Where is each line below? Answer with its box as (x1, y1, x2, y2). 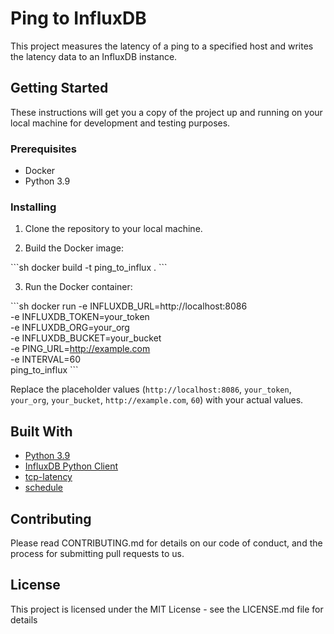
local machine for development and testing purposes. (10, 117, 231, 129)
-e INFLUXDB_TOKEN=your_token (10, 311, 150, 323)
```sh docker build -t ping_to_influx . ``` (10, 262, 168, 274)
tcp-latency (24, 471, 73, 483)
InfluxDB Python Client (24, 460, 119, 472)
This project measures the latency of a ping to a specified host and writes (10, 40, 314, 52)
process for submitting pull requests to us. (10, 547, 185, 559)
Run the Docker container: (24, 281, 133, 293)
